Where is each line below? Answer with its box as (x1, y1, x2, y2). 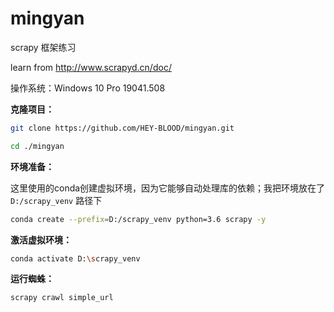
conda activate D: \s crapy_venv (10, 253, 141, 264)
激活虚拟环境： (10, 233, 72, 246)
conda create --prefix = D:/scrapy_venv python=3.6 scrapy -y (10, 214, 267, 224)
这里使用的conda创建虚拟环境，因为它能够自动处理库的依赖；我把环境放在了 (10, 182, 326, 194)
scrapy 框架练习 (10, 41, 77, 53)
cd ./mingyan (10, 141, 65, 151)
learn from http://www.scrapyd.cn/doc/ (10, 61, 172, 73)
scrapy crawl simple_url (10, 293, 114, 303)
